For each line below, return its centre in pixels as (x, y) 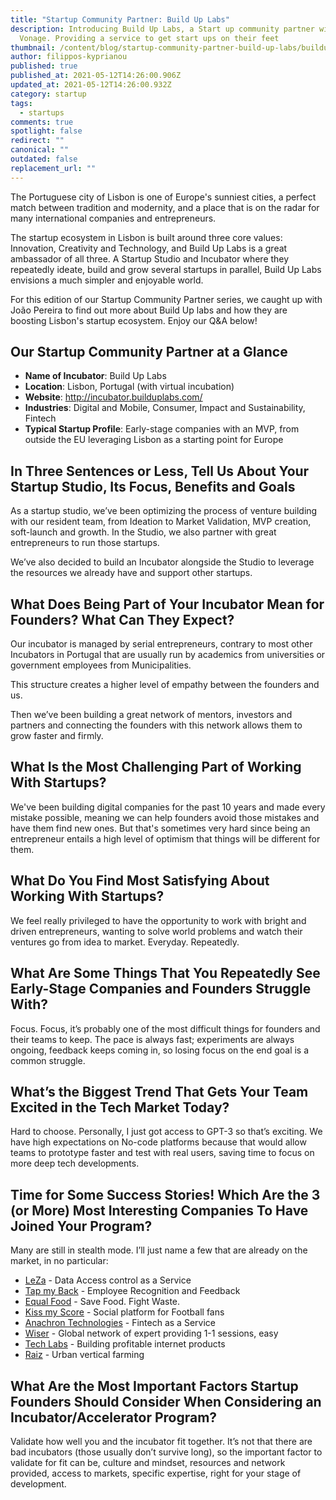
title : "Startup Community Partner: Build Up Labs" (120, 19)
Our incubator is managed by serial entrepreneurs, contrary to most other (161, 644)
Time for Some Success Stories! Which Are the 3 (165, 1194)
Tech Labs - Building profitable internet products (125, 1344)
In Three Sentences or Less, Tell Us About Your (160, 471)
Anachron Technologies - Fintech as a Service (120, 1323)
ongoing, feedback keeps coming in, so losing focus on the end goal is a (160, 1050)
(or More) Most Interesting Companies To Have (159, 1210)
